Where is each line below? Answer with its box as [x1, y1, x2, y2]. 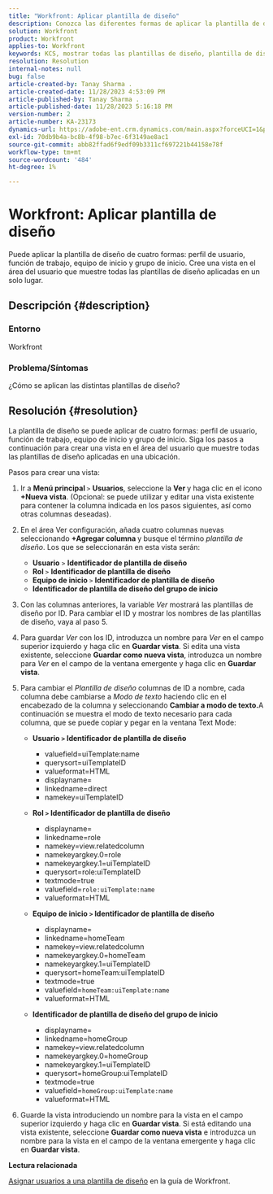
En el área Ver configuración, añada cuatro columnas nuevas [19, 525, 225, 534]
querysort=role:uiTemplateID [44, 867, 141, 877]
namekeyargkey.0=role [44, 849, 122, 859]
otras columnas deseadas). [19, 509, 112, 519]
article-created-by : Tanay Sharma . [8, 80, 132, 88]
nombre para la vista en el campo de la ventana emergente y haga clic [19, 1135, 256, 1145]
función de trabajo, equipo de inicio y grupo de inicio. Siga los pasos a [8, 434, 244, 444]
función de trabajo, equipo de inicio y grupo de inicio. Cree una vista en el [8, 258, 256, 268]
